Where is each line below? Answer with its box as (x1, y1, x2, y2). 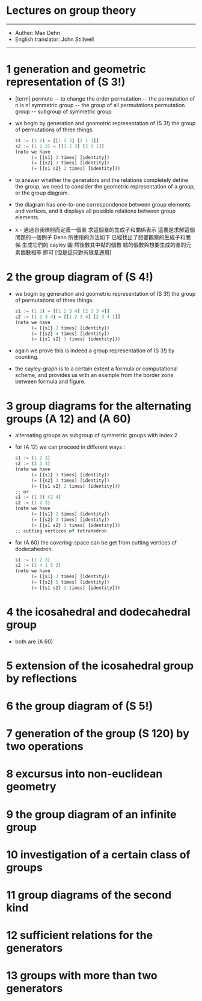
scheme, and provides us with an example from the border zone (14, 372, 174, 379)
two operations (6, 740, 84, 753)
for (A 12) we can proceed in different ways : (14, 443, 125, 451)
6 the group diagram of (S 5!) (6, 699, 153, 713)
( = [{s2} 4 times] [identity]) (31, 331, 110, 337)
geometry (6, 780, 57, 794)
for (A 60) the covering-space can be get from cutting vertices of (14, 538, 177, 546)
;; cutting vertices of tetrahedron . (14, 528, 110, 534)
